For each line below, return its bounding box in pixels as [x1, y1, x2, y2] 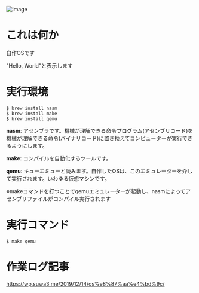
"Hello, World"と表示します [6, 62, 73, 69]
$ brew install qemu [6, 115, 58, 122]
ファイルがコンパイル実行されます [26, 195, 111, 202]
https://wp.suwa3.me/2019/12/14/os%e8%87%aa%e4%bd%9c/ [6, 280, 165, 287]
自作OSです [6, 49, 35, 56]
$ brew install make [6, 111, 58, 117]
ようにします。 [11, 142, 48, 149]
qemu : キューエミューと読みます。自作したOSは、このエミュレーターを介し [6, 167, 193, 175]
